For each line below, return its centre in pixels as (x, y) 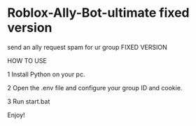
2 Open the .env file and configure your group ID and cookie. (95, 87)
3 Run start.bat (29, 101)
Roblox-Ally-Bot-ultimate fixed (98, 13)
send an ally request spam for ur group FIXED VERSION (87, 47)
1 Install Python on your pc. (46, 74)
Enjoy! (16, 115)
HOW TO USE (27, 60)
